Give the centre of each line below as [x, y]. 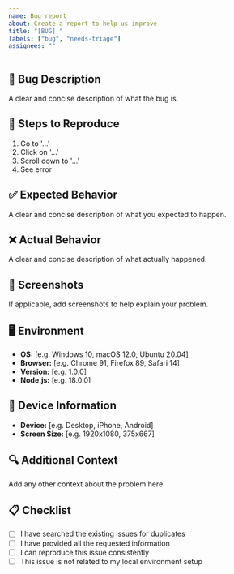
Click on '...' [39, 152]
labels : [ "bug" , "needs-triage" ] [65, 39]
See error [36, 169]
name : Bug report [38, 16]
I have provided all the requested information [95, 543]
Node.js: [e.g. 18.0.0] [55, 380]
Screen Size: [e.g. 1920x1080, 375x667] [87, 434]
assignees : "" [32, 46]
